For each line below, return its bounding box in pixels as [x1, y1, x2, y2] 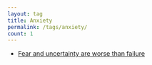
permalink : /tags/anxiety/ [7, 23, 88, 30]
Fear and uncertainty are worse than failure [17, 49, 145, 58]
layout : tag [7, 10, 43, 18]
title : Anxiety [7, 17, 53, 24]
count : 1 [7, 30, 34, 37]
